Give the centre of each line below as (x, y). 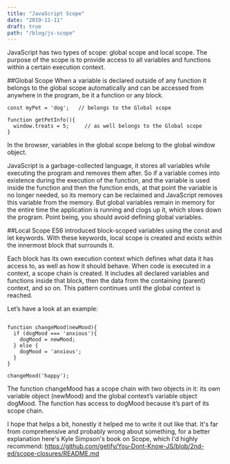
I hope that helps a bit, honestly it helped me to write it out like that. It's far (113, 424)
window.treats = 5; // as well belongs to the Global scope (108, 126)
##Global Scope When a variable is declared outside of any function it (107, 81)
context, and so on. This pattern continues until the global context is (104, 288)
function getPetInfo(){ (41, 120)
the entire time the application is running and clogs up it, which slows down (114, 210)
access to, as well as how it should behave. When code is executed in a (109, 266)
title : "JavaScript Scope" (46, 13)
